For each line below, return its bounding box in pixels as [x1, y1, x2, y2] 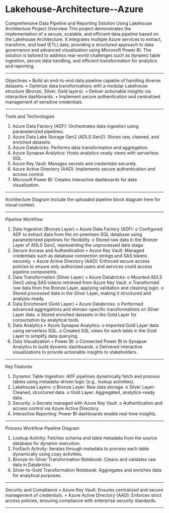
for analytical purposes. [12, 472, 62, 478]
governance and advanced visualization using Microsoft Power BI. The [5, 47, 152, 53]
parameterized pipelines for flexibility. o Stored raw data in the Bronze [12, 237, 157, 243]
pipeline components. [12, 268, 58, 275]
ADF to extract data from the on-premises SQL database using [12, 231, 142, 237]
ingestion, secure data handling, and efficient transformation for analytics [5, 57, 157, 63]
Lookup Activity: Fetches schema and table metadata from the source [12, 434, 157, 441]
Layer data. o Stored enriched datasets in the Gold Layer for [12, 311, 137, 318]
